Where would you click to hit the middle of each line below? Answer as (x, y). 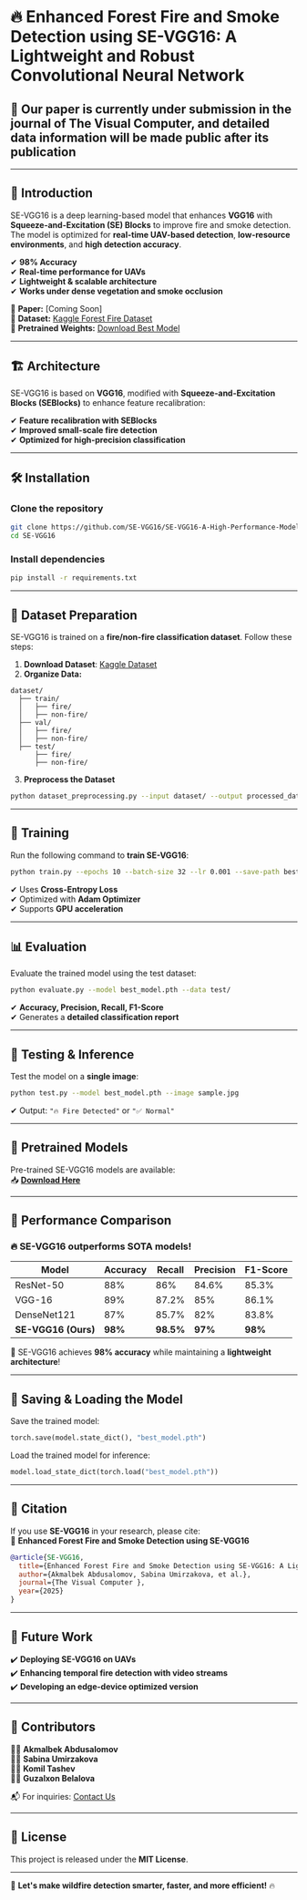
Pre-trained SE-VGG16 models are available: (93, 1170)
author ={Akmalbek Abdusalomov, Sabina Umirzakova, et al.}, (135, 1575)
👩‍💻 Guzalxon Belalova (52, 1778)
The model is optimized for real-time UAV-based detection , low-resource (150, 234)
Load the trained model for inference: (81, 1455)
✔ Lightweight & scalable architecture (84, 281)
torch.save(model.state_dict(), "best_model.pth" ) (108, 1438)
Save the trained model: (55, 1421)
